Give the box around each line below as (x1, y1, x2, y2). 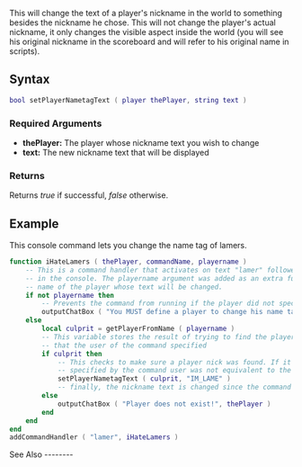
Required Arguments (9, 117, 102, 130)
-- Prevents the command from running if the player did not (41, 299, 276, 309)
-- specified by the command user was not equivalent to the (57, 366, 292, 375)
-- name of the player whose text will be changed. (25, 283, 223, 292)
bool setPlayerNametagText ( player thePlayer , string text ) (9, 95, 247, 104)
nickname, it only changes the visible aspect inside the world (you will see (9, 27, 284, 37)
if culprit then (41, 349, 102, 358)
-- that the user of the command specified (41, 341, 207, 350)
